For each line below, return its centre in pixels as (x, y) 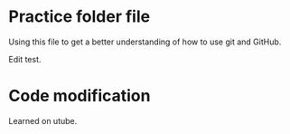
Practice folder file (80, 17)
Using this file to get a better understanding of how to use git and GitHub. (145, 42)
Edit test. (25, 59)
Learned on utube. (43, 120)
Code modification (80, 96)
